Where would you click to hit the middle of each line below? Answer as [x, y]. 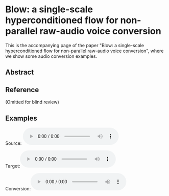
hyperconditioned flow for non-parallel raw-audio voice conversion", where [84, 51]
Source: [14, 143]
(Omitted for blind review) [32, 102]
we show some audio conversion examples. [51, 56]
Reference [22, 90]
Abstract [20, 72]
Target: [13, 166]
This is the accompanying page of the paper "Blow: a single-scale [75, 45]
